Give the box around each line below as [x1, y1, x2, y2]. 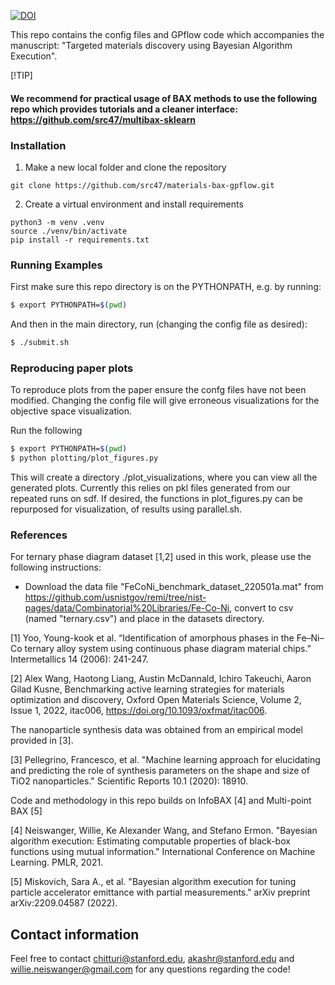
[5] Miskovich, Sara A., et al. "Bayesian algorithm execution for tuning [10, 876, 297, 888]
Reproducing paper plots [10, 361, 134, 375]
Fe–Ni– [296, 632, 325, 644]
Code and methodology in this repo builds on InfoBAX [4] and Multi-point [10, 795, 312, 807]
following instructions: [10, 561, 102, 574]
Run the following [10, 425, 83, 437]
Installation [10, 138, 67, 152]
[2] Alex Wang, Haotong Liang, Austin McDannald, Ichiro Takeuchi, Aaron [10, 673, 312, 685]
